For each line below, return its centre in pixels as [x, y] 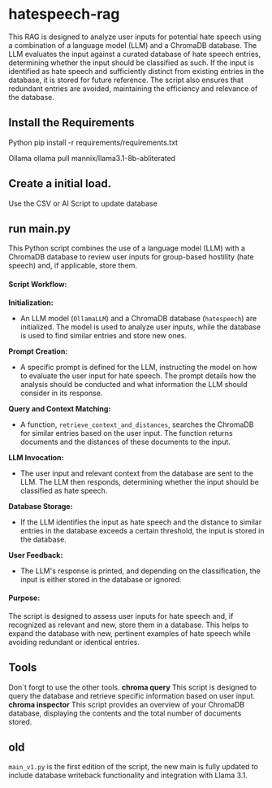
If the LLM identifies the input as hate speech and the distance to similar [141, 522]
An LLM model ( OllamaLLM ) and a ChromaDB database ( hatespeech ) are [138, 318]
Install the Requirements [72, 123]
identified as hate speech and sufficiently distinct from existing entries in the [136, 71]
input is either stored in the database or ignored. [101, 579]
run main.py [40, 229]
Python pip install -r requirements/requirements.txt [93, 142]
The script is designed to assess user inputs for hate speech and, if [121, 616]
